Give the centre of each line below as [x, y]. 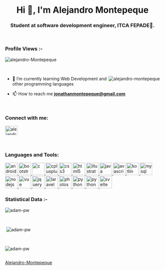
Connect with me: [27, 118]
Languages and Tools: [32, 155]
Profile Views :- [24, 49]
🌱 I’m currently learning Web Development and [59, 79]
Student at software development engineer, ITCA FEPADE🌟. [82, 26]
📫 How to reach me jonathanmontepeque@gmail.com [69, 93]
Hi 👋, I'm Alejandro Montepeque [82, 10]
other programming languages [43, 84]
